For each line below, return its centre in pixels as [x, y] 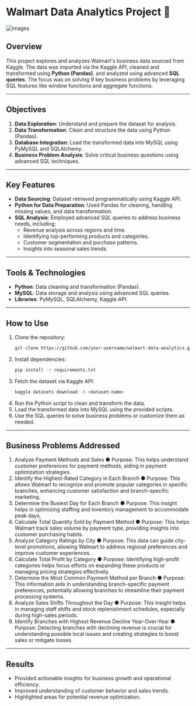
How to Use [27, 323]
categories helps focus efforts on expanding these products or [90, 565]
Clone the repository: [40, 337]
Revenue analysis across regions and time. [75, 230]
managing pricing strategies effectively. [62, 572]
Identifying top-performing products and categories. [86, 236]
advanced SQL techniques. [47, 161]
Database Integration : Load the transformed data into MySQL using [96, 142]
